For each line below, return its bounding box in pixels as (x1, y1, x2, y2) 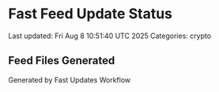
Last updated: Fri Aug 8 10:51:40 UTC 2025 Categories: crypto (8, 31, 212, 40)
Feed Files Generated (8, 54, 115, 67)
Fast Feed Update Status (8, 5, 172, 23)
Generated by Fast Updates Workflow (8, 75, 131, 84)
